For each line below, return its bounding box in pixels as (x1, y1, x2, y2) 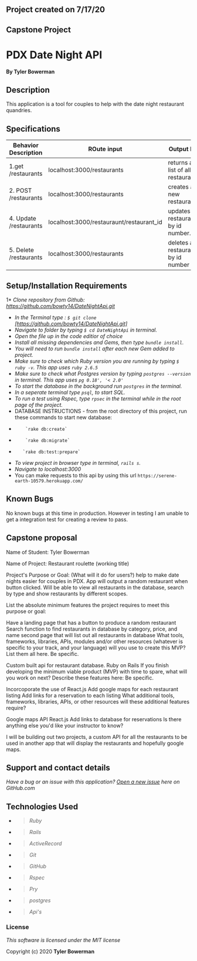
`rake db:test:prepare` (22, 449, 81, 455)
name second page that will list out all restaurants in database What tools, (6, 631, 185, 638)
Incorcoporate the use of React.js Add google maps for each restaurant (6, 685, 179, 692)
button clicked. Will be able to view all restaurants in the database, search (6, 584, 184, 591)
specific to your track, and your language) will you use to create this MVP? (6, 644, 186, 651)
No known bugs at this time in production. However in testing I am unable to (6, 510, 189, 517)
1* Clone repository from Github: (6, 296, 85, 303)
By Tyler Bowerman (6, 68, 55, 75)
